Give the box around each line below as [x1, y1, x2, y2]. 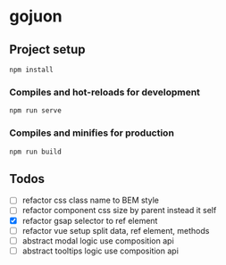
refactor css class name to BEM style [21, 195, 159, 206]
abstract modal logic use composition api [21, 235, 174, 246]
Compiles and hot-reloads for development [9, 86, 201, 98]
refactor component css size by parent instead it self [21, 205, 217, 216]
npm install [9, 65, 54, 74]
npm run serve [9, 106, 63, 115]
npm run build [9, 147, 63, 156]
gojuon [9, 6, 63, 27]
